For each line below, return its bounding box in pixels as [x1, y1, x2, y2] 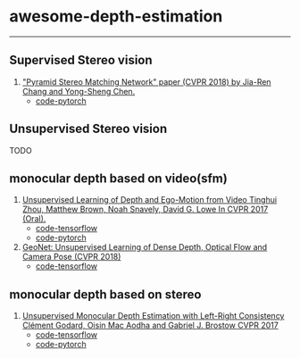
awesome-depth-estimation [9, 6, 223, 27]
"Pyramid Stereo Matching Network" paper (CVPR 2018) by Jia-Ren [21, 76, 271, 87]
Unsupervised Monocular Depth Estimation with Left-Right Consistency [21, 311, 285, 321]
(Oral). [21, 213, 46, 224]
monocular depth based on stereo [9, 287, 202, 302]
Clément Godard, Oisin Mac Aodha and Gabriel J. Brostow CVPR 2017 [21, 320, 279, 331]
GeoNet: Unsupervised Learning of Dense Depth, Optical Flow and [21, 242, 268, 253]
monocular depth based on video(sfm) [9, 171, 228, 186]
